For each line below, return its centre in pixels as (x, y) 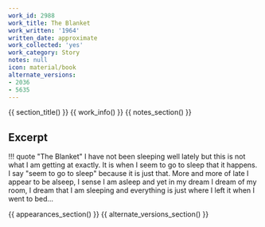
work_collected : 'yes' (46, 45)
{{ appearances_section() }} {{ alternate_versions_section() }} (109, 214)
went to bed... (31, 199)
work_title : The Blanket (49, 23)
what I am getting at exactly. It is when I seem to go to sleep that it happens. (133, 165)
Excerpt (28, 137)
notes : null (28, 61)
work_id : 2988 (32, 16)
